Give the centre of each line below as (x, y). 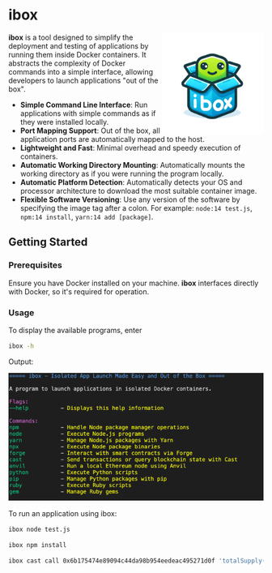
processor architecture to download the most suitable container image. (138, 190)
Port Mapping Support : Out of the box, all (90, 130)
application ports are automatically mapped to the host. (112, 139)
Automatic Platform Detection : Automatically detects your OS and (131, 182)
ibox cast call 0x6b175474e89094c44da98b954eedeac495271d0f (112, 561)
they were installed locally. (64, 122)
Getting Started (48, 242)
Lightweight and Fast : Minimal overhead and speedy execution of (130, 148)
